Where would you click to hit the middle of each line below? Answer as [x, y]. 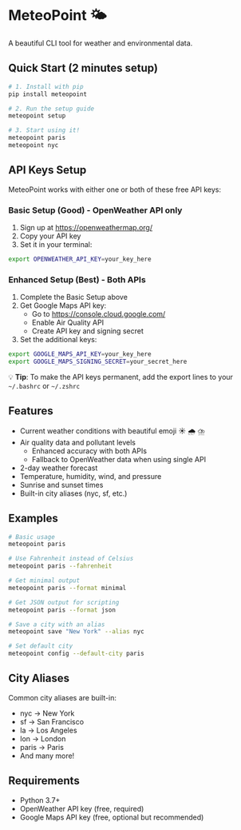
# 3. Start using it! [44, 130]
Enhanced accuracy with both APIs [89, 451]
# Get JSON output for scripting [64, 602]
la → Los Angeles [48, 730]
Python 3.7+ [40, 800]
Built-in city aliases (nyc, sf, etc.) [73, 493]
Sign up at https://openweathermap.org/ [86, 227]
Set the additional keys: [58, 340]
